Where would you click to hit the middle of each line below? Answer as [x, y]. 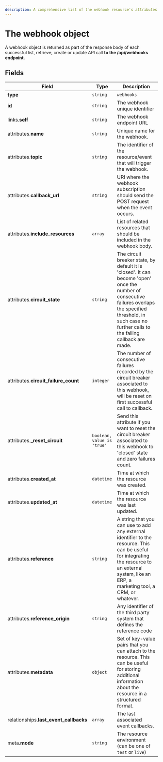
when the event [135, 208]
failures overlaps [136, 303]
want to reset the [136, 428]
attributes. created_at [32, 479]
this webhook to [135, 447]
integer [101, 381]
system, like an [134, 574]
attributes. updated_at [32, 502]
